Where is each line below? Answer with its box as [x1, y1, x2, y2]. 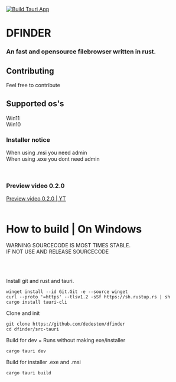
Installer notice [6, 135, 50, 144]
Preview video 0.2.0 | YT [6, 195, 66, 202]
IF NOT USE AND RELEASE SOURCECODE [6, 248, 109, 255]
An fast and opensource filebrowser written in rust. [6, 47, 157, 56]
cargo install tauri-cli [6, 300, 67, 305]
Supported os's [6, 98, 64, 109]
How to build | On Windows [6, 222, 142, 235]
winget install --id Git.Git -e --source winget [6, 289, 128, 295]
